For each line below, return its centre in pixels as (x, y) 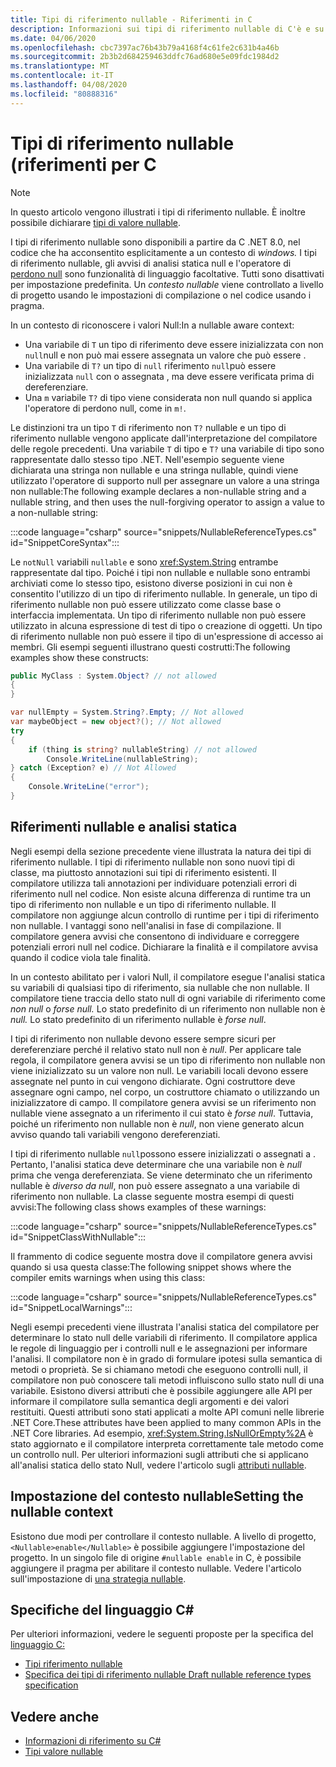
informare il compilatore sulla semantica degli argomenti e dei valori (150, 1401)
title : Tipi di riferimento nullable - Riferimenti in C (131, 19)
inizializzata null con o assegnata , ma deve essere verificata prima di (169, 376)
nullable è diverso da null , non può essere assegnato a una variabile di (155, 1185)
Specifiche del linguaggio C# (102, 1609)
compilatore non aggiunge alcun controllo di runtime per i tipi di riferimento (165, 915)
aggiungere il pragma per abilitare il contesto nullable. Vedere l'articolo (156, 1568)
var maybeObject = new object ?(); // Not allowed (116, 722)
